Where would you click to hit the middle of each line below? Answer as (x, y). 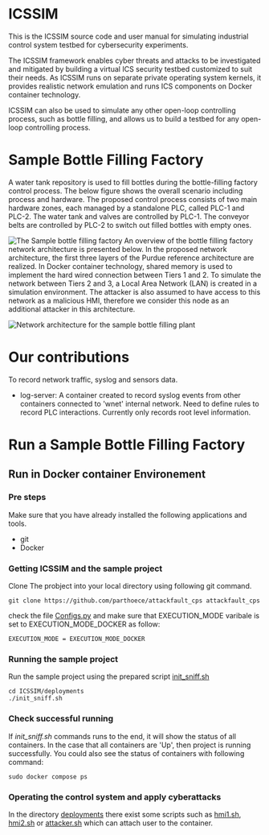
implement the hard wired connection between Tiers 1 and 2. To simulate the (135, 275)
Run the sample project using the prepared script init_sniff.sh (109, 676)
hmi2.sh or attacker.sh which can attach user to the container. (111, 823)
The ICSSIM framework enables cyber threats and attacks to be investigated (134, 60)
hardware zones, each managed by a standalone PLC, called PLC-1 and (126, 208)
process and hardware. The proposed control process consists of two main (133, 199)
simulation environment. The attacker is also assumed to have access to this (134, 291)
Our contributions (69, 357)
